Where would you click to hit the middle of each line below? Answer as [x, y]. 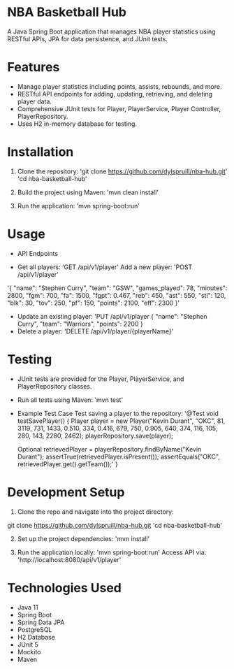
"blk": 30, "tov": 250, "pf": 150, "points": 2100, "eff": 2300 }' [94, 303]
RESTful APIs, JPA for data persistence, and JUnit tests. [87, 38]
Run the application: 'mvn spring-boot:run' [79, 206]
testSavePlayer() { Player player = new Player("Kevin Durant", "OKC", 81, [121, 421]
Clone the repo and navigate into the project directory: [95, 512]
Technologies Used [65, 588]
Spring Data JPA [41, 622]
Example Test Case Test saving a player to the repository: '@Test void [118, 413]
